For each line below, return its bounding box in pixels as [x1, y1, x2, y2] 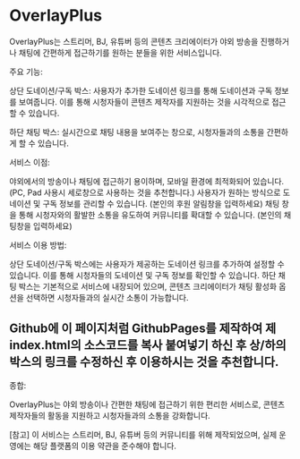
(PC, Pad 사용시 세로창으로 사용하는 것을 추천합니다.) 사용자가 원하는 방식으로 [9, 187, 281, 198]
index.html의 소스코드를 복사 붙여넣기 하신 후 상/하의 [9, 337, 287, 353]
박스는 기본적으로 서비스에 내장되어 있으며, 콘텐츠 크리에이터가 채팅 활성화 [18, 281, 278, 292]
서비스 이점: [9, 157, 51, 167]
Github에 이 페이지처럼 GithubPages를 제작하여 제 [9, 321, 277, 336]
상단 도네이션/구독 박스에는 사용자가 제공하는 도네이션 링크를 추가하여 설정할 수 [9, 259, 285, 269]
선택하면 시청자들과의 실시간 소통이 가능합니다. [25, 292, 189, 302]
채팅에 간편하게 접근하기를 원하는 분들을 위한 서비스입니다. [18, 47, 222, 58]
